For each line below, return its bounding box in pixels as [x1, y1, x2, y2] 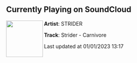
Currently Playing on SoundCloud [6, 5, 132, 15]
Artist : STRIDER [44, 20, 83, 27]
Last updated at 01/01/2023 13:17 [44, 43, 124, 50]
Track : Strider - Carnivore [44, 32, 107, 38]
